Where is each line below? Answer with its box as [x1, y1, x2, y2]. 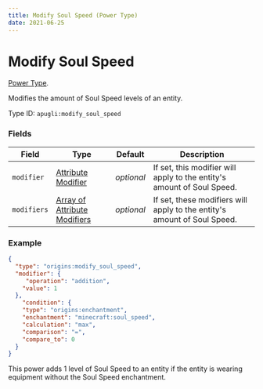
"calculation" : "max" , [22, 321, 96, 329]
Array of [56, 194, 86, 205]
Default [116, 148, 145, 159]
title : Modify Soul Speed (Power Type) [8, 11, 139, 20]
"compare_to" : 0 [22, 335, 76, 344]
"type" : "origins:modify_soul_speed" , [15, 262, 142, 271]
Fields [8, 129, 32, 140]
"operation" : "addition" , [25, 277, 110, 285]
